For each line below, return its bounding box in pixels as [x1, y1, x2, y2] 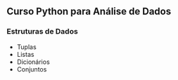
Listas [16, 50, 34, 58]
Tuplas [16, 42, 37, 51]
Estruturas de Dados [6, 27, 78, 36]
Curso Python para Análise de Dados [6, 6, 172, 18]
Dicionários [16, 58, 50, 66]
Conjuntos [16, 65, 47, 73]
